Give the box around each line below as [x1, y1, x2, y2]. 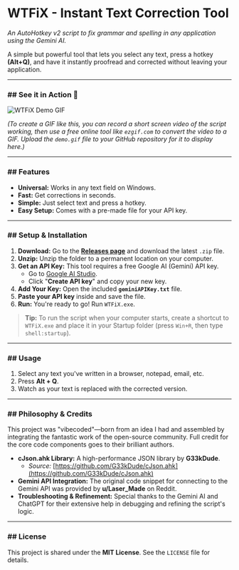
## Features [7, 167, 50, 177]
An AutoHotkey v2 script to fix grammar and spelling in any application [7, 29, 216, 37]
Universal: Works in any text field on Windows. [17, 183, 156, 192]
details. [7, 555, 29, 564]
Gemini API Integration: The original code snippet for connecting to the [17, 477, 228, 486]
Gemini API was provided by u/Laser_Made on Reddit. [17, 484, 177, 493]
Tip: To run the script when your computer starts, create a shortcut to [24, 313, 229, 322]
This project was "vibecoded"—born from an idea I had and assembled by [7, 425, 225, 434]
